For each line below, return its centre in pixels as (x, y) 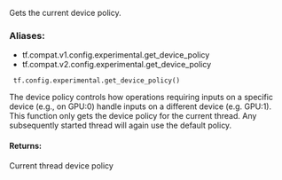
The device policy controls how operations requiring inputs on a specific (141, 98)
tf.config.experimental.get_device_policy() (96, 81)
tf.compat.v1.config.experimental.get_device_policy (116, 55)
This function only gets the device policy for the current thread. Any (133, 116)
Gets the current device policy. (65, 13)
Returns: (26, 145)
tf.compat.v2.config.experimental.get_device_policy (117, 65)
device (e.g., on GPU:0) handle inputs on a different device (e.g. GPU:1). (141, 106)
